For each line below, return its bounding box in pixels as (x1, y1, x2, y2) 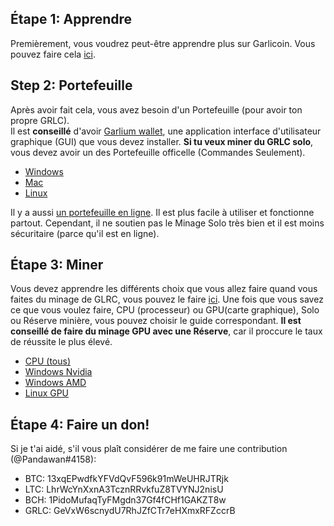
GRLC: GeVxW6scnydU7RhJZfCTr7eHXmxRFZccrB (24, 505, 236, 517)
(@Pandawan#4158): (10, 453, 97, 466)
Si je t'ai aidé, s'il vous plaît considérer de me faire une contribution (10, 443, 288, 455)
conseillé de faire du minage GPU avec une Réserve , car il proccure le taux (10, 325, 323, 337)
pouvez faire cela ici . (10, 48, 96, 60)
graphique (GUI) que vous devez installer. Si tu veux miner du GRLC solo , (10, 135, 314, 147)
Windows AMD (24, 377, 87, 389)
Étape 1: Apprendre (10, 11, 133, 28)
